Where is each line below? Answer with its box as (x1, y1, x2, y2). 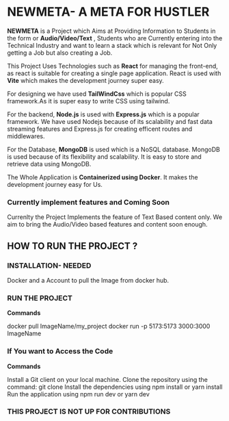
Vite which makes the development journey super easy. (7, 76, 164, 84)
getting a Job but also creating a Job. (7, 49, 113, 57)
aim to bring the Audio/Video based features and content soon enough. (7, 220, 208, 229)
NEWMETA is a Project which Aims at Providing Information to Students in (7, 27, 216, 35)
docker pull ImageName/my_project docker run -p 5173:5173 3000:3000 (7, 322, 211, 331)
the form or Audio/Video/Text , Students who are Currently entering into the (7, 34, 223, 42)
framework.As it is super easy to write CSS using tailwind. (7, 97, 170, 105)
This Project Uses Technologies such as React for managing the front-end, (7, 62, 219, 70)
